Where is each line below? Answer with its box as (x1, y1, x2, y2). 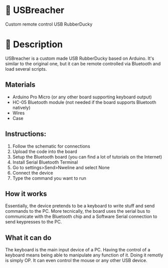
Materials (5, 80, 36, 89)
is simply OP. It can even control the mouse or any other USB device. (5, 257, 148, 263)
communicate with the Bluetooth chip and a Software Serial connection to (5, 213, 157, 220)
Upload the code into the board (12, 148, 78, 155)
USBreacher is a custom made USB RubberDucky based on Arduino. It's (5, 55, 154, 61)
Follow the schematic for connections (12, 143, 90, 149)
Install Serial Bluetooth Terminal (12, 159, 78, 165)
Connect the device (12, 170, 54, 176)
